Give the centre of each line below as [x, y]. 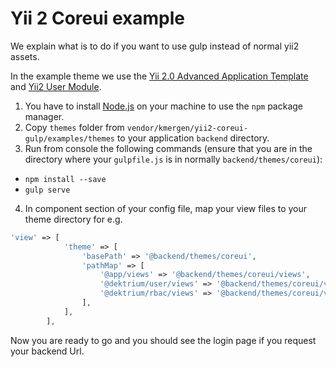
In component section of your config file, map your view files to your [166, 208]
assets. [25, 56]
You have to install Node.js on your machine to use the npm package [164, 106]
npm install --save [65, 179]
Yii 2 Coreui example [97, 18]
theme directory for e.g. [73, 219]
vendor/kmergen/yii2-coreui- [187, 128]
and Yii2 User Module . [56, 86]
